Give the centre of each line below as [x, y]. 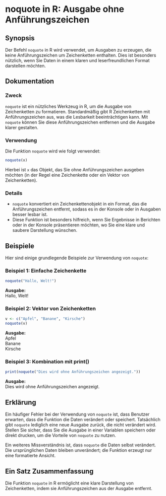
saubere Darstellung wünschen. [45, 230]
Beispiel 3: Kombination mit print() [47, 362]
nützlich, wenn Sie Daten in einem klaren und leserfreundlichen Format [78, 60]
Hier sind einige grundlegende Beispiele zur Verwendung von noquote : [77, 258]
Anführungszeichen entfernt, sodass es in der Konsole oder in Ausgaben [86, 209]
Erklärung [21, 402]
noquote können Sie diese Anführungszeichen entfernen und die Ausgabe [80, 122]
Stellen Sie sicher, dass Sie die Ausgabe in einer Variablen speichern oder [81, 430]
